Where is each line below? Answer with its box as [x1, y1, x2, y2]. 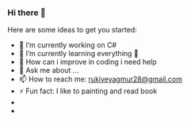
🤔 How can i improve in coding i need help [18, 57, 158, 66]
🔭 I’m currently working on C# [18, 40, 117, 50]
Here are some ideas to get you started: [7, 25, 138, 35]
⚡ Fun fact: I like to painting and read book [18, 86, 158, 96]
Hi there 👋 [7, 7, 47, 18]
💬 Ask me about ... [18, 66, 79, 75]
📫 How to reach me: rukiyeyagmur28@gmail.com [18, 74, 183, 84]
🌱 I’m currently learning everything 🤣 [18, 49, 139, 59]
